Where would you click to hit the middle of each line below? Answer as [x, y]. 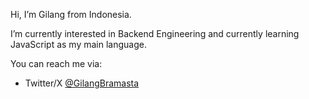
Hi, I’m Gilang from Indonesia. [71, 14]
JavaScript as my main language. [78, 44]
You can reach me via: [56, 63]
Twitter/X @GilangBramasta [82, 83]
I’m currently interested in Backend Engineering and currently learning [155, 33]
